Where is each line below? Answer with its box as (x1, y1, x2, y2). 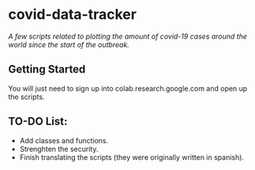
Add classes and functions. (19, 135, 109, 145)
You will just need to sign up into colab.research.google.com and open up (8, 83, 248, 93)
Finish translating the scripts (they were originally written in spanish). (19, 152, 245, 162)
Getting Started (8, 63, 86, 76)
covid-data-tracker (8, 6, 137, 24)
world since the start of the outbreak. (8, 39, 130, 49)
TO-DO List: (8, 115, 68, 128)
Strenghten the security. (19, 144, 99, 153)
